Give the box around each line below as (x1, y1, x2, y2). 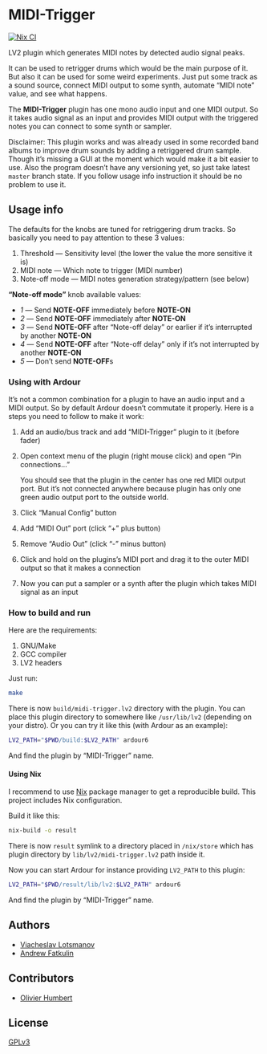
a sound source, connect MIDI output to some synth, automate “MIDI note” (8, 80, 255, 90)
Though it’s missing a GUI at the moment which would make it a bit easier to (8, 154, 259, 164)
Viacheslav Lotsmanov (19, 939, 95, 949)
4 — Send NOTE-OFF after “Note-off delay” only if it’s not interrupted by (19, 339, 260, 348)
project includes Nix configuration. (8, 796, 123, 805)
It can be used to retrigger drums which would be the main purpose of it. (8, 63, 249, 73)
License (8, 1016, 49, 1030)
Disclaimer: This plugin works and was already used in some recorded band (8, 136, 259, 146)
